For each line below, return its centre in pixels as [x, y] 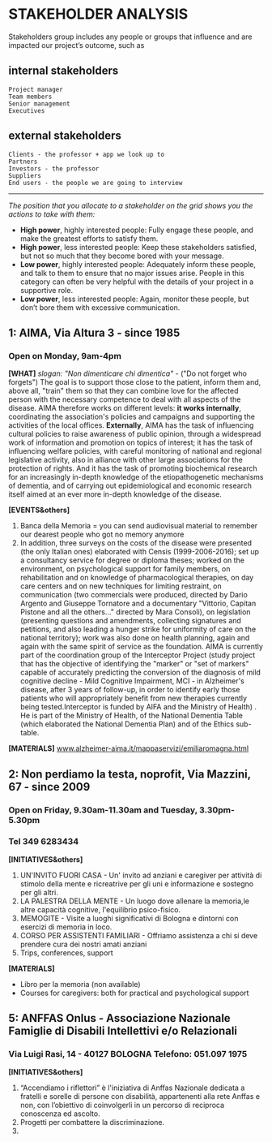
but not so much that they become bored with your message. [122, 256]
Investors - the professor [54, 168]
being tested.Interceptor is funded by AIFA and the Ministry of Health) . [138, 707]
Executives [27, 110]
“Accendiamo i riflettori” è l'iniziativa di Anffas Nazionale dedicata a [132, 1088]
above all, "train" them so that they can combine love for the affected [123, 391]
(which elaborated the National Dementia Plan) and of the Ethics [127, 724]
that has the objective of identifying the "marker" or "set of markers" [134, 664]
